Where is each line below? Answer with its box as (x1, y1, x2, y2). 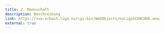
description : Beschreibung (5, 12, 60, 16)
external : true (5, 20, 36, 26)
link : (5, 16, 16, 21)
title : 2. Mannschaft (5, 7, 50, 12)
